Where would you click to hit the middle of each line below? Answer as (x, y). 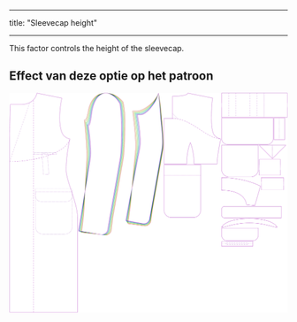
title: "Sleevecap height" (53, 23)
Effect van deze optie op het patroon (111, 76)
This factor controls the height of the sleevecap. (97, 48)
